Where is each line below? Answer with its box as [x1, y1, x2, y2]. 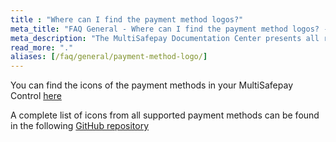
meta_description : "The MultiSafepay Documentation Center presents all [10, 33, 320, 43]
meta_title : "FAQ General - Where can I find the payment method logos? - [10, 24, 329, 34]
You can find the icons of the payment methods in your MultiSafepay [10, 79, 294, 91]
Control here [10, 90, 62, 102]
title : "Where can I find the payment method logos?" [10, 14, 244, 25]
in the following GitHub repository [10, 120, 150, 132]
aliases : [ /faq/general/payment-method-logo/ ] [10, 52, 208, 62]
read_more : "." [10, 42, 74, 53]
